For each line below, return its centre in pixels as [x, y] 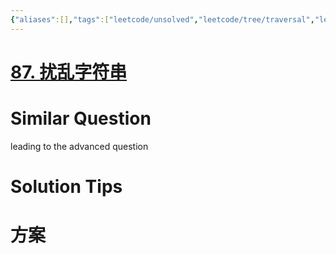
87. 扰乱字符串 [69, 72]
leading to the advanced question [79, 146]
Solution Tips [66, 186]
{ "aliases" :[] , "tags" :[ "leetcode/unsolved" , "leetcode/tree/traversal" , [162, 19]
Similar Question [81, 118]
